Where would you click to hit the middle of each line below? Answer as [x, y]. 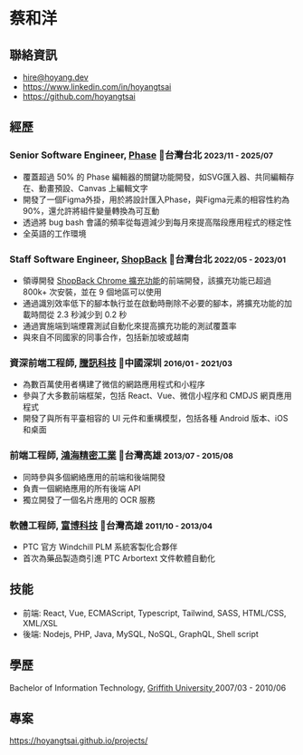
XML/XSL [40, 623]
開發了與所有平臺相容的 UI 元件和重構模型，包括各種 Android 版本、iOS [155, 419]
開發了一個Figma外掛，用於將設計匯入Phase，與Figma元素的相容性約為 [156, 199]
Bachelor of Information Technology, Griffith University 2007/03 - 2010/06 [148, 687]
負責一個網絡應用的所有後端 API [82, 488]
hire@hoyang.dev [55, 77]
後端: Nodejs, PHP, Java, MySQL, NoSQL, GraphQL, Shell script [141, 634]
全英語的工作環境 [54, 233]
